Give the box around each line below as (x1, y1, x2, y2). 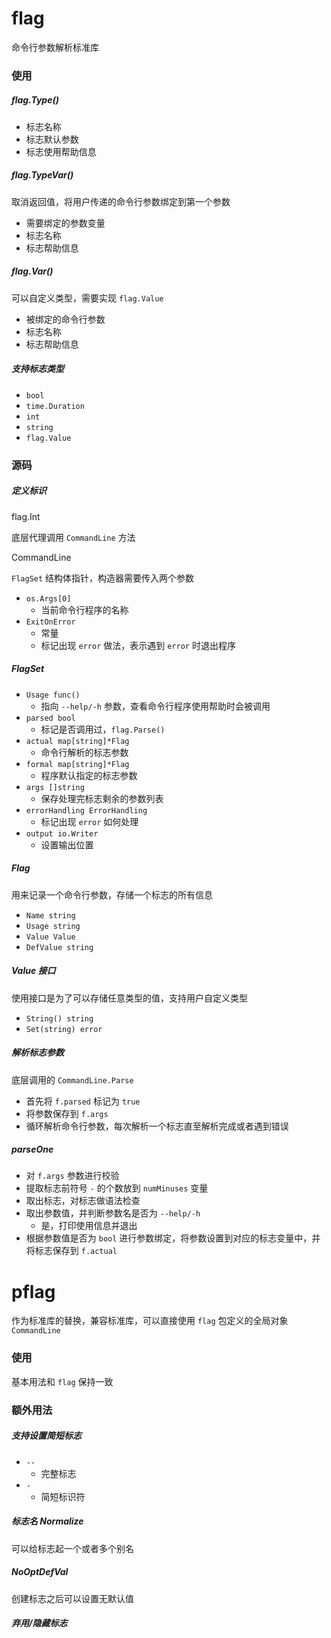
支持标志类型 (11, 363, 64, 375)
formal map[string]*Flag (25, 759, 130, 769)
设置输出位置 (40, 838, 94, 851)
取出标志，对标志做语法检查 (25, 1195, 141, 1207)
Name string (25, 910, 76, 921)
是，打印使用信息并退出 (40, 1220, 138, 1232)
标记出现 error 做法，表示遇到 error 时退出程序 (40, 639, 236, 651)
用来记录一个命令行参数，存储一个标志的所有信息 (11, 888, 213, 901)
